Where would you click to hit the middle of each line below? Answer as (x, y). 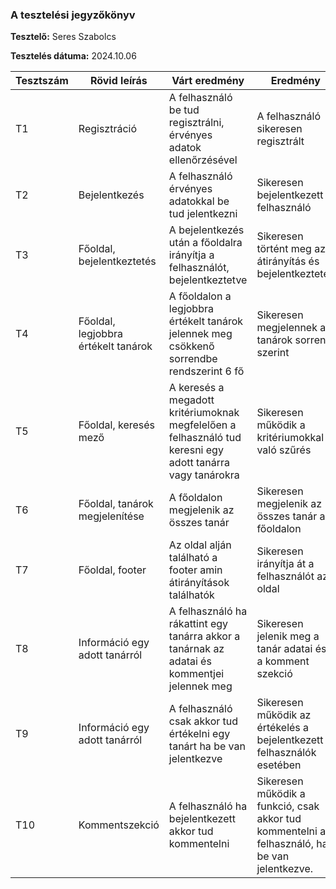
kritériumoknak (204, 413)
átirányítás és (288, 261)
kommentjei (196, 674)
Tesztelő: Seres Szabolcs (63, 37)
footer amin (195, 570)
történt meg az (291, 249)
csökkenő (191, 346)
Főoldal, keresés (117, 425)
